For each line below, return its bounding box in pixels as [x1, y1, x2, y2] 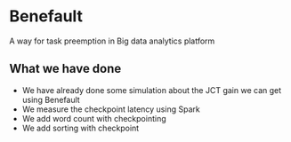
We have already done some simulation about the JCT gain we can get [21, 84, 282, 95]
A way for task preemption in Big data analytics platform [9, 35, 215, 46]
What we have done [9, 61, 122, 76]
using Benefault [21, 94, 80, 105]
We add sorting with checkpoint [21, 122, 140, 133]
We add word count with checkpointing [21, 113, 166, 123]
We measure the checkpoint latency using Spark [21, 104, 200, 114]
